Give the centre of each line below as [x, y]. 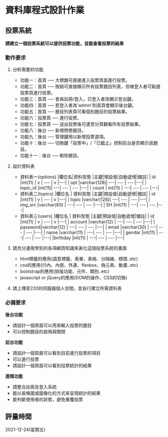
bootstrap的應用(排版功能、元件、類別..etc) [64, 271]
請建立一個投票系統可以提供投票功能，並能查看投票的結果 [64, 43]
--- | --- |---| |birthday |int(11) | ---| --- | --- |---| [74, 238]
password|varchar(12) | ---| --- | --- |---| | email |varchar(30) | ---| [89, 227]
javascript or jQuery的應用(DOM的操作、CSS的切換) [73, 278]
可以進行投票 [26, 359]
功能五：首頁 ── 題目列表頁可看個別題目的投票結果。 [75, 112]
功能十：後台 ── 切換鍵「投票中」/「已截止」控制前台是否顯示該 [87, 143]
